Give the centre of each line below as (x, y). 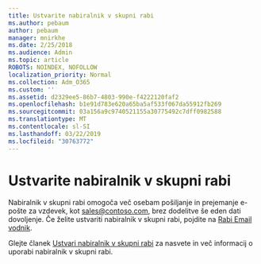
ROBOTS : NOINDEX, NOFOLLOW (53, 68)
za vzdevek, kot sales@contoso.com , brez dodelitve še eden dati (134, 211)
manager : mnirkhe (37, 38)
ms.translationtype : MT (48, 119)
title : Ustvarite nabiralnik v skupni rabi (81, 16)
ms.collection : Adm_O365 (49, 82)
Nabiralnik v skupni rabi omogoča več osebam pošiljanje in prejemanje (123, 203)
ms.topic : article (38, 60)
